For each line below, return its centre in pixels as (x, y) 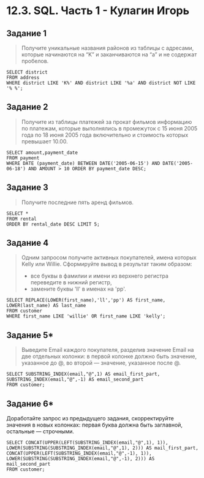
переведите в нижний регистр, (71, 283)
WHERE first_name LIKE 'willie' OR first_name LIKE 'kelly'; (86, 316)
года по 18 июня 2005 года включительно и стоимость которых (105, 135)
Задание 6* (30, 404)
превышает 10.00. (45, 141)
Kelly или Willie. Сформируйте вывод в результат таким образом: (107, 264)
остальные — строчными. (40, 431)
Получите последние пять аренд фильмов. (77, 202)
